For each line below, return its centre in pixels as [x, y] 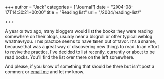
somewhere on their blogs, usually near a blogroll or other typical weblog [79, 36]
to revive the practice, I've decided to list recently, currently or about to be [80, 52]
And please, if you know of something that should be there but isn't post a [80, 66]
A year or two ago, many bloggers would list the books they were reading [79, 31]
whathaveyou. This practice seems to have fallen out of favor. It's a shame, [81, 41]
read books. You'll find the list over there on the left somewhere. [70, 57]
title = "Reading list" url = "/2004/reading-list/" [94, 12]
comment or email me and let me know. [45, 72]
